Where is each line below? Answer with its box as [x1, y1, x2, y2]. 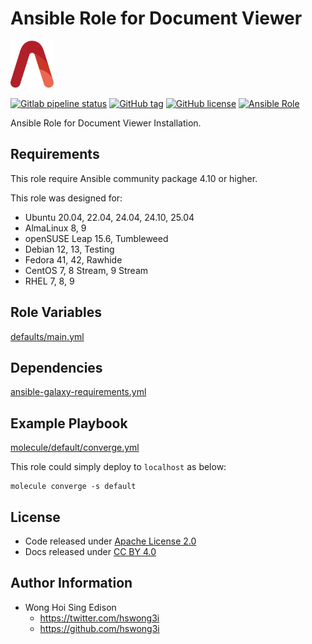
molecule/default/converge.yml [10, 442, 140, 454]
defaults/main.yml [10, 330, 85, 342]
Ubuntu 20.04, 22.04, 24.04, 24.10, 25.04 [24, 211, 195, 223]
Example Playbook [10, 415, 128, 432]
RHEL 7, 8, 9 [24, 275, 75, 287]
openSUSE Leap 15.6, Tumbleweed [24, 232, 169, 244]
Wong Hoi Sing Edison [24, 601, 117, 613]
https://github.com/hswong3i [39, 622, 160, 634]
